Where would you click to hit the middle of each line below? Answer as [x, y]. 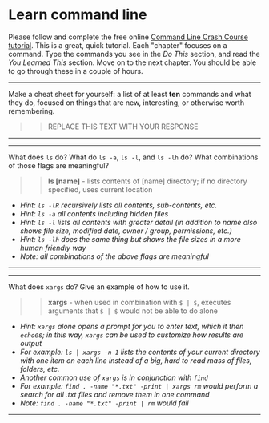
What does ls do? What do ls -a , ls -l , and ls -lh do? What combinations [133, 157]
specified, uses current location [100, 189]
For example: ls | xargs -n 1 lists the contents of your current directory [140, 352]
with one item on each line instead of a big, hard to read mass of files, [136, 360]
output [31, 343]
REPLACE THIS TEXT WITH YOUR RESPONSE [123, 127]
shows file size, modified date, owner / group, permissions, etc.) [126, 231]
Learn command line [78, 15]
